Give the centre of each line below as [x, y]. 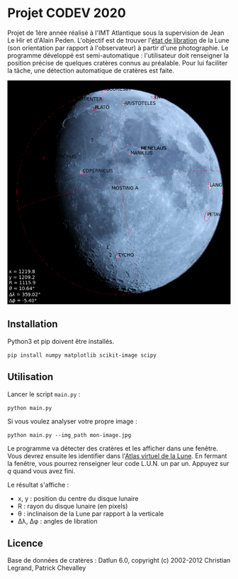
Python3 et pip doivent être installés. [61, 341]
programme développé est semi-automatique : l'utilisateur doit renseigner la [118, 55]
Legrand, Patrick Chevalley [47, 568]
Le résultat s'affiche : [38, 485]
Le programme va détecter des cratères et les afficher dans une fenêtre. [113, 448]
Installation [33, 324]
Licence [25, 543]
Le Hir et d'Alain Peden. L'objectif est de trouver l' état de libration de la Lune [118, 40]
